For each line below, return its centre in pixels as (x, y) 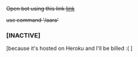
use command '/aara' (32, 20)
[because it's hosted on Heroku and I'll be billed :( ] (70, 48)
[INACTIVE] (23, 35)
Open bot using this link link (40, 9)
